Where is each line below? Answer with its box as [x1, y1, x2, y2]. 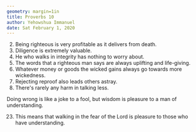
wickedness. [15, 72, 46, 79]
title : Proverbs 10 [6, 14, 54, 20]
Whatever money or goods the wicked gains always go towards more [15, 65, 182, 73]
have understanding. [15, 119, 66, 126]
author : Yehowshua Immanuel [6, 19, 75, 25]
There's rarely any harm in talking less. [15, 84, 109, 91]
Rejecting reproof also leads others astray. [15, 78, 118, 85]
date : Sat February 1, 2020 [6, 25, 75, 31]
